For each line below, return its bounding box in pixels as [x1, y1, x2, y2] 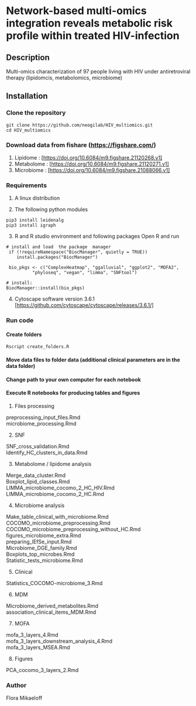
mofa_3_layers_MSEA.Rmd [6, 644, 70, 651]
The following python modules [14, 206, 88, 213]
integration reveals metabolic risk [6, 16, 173, 30]
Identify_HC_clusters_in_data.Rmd [6, 449, 88, 456]
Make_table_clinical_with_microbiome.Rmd [6, 513, 109, 520]
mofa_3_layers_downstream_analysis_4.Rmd [6, 637, 113, 644]
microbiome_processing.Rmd [6, 420, 77, 427]
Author [6, 681, 27, 689]
